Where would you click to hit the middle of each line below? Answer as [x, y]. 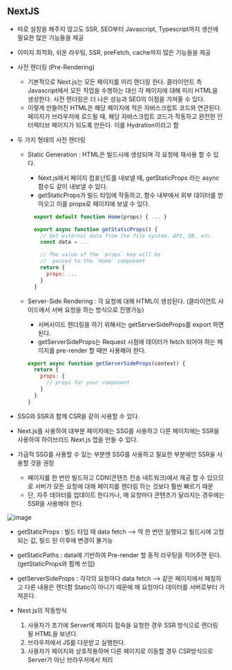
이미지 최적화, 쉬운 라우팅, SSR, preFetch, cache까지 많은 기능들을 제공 [114, 52]
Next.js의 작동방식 [42, 610]
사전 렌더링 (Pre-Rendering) [56, 67]
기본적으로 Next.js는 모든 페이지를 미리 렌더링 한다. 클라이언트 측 [115, 82]
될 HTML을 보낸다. [52, 633]
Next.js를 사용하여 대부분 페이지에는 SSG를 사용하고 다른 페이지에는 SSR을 [118, 431]
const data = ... [65, 242]
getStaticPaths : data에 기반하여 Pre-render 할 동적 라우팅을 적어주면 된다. [119, 555]
